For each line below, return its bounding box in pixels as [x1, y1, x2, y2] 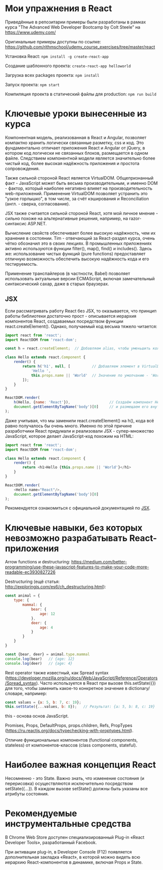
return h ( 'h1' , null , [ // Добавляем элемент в [22, 364, 140, 369]
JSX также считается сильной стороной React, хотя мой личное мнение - [5, 210, 158, 216]
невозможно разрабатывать [5, 532, 128, 544]
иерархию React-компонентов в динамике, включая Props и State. [5, 859, 143, 865]
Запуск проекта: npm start [5, 81, 60, 88]
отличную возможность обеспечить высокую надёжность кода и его [5, 256, 149, 262]
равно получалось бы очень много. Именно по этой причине [5, 423, 132, 429]
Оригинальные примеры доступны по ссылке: [5, 38, 101, 44]
